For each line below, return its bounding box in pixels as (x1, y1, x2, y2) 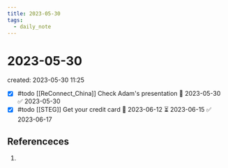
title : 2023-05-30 (7, 10, 61, 17)
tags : (7, 17, 23, 24)
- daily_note (13, 23, 52, 30)
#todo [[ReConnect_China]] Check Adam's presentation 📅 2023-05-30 (17, 90, 221, 98)
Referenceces (7, 135, 70, 147)
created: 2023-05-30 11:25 (7, 76, 85, 84)
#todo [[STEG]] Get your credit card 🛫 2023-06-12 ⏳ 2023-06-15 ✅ (17, 106, 212, 114)
